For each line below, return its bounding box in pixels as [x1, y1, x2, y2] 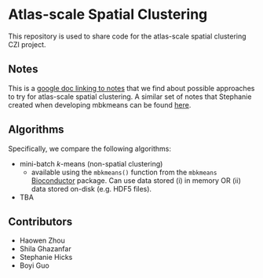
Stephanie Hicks [19, 253, 73, 262]
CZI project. [8, 39, 46, 49]
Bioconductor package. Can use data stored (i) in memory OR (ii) [31, 175, 241, 185]
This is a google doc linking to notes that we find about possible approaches [8, 83, 255, 93]
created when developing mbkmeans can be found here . [8, 100, 192, 109]
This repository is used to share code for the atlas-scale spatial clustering [8, 31, 247, 41]
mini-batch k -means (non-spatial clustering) [19, 159, 163, 168]
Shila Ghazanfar [19, 244, 72, 254]
